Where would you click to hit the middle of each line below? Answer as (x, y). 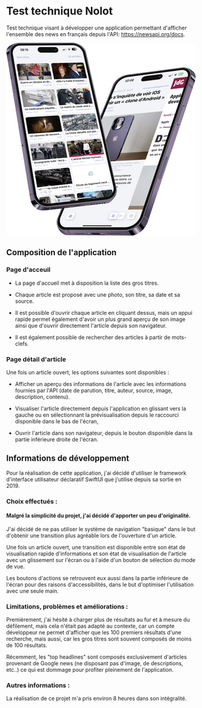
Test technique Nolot (60, 11)
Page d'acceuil (29, 270)
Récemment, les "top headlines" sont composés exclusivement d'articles (97, 657)
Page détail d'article (36, 359)
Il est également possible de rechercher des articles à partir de (93, 337)
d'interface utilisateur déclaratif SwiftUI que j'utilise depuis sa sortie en (94, 479)
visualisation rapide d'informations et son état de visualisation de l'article (96, 554)
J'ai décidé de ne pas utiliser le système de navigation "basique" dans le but (101, 529)
